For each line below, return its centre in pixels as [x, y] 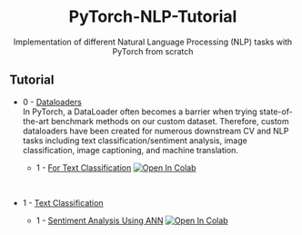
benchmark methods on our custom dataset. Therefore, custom [170, 121]
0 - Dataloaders [52, 102]
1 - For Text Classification [84, 167]
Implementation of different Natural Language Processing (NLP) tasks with [153, 42]
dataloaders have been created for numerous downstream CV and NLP [156, 131]
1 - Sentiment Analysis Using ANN [100, 220]
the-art [36, 121]
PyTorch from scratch [153, 51]
